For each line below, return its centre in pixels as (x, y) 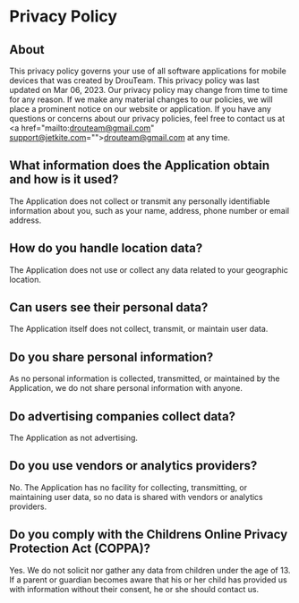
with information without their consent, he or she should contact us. (134, 589)
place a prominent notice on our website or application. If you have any (140, 109)
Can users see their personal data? (109, 307)
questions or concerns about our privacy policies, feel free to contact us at (147, 119)
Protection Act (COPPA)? (80, 549)
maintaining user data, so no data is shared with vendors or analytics (136, 497)
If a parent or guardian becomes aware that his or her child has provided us (149, 580)
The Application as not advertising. (74, 438)
